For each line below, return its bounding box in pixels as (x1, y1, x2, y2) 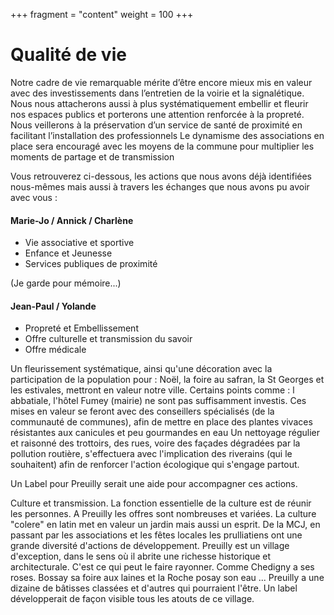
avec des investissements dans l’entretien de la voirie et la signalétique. (10, 87, 305, 99)
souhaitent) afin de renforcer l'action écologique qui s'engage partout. (10, 459, 300, 471)
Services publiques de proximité (24, 258, 158, 270)
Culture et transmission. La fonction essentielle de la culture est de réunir (10, 497, 312, 509)
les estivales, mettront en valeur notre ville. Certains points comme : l (10, 384, 295, 396)
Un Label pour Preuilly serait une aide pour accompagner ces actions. (10, 478, 298, 490)
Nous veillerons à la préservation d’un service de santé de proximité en (10, 119, 303, 131)
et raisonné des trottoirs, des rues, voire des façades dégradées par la (10, 437, 301, 449)
